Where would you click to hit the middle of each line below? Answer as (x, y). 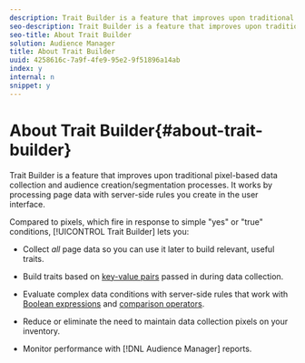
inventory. (41, 331)
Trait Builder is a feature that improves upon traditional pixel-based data (144, 175)
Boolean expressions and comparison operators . (113, 303)
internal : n (32, 77)
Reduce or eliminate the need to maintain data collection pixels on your (155, 321)
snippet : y (30, 86)
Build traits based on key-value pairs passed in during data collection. (153, 276)
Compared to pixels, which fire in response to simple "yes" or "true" (136, 222)
